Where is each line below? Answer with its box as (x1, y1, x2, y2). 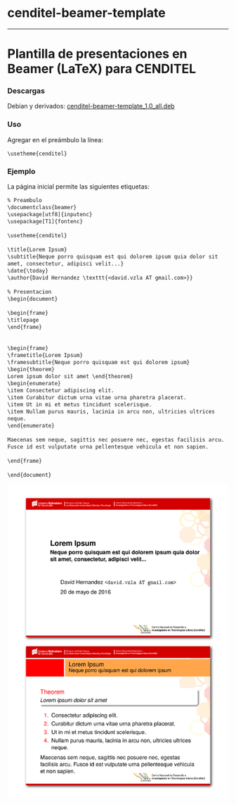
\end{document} (7, 472, 52, 479)
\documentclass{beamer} (7, 204, 77, 211)
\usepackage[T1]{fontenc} (7, 218, 83, 225)
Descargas (7, 86, 46, 96)
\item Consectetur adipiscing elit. (7, 387, 114, 394)
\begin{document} (7, 296, 58, 303)
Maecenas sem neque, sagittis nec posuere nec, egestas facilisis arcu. (7, 437, 225, 444)
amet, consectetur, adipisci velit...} (7, 261, 124, 268)
